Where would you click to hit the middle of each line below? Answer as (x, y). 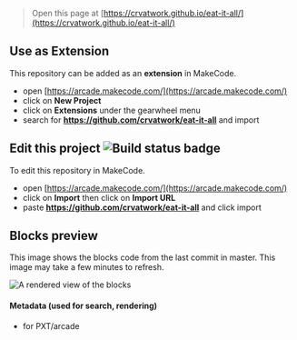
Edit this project (55, 149)
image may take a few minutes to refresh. (87, 267)
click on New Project (62, 100)
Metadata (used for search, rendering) (83, 306)
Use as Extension (59, 51)
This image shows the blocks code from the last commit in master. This (143, 257)
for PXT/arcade (51, 325)
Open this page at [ (68, 13)
